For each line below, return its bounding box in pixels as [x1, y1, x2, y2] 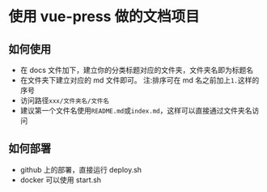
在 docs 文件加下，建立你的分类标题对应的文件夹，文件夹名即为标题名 [19, 66, 254, 75]
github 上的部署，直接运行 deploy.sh [19, 164, 142, 174]
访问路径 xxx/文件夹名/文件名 [19, 96, 109, 105]
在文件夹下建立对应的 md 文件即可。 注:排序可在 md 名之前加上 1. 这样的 [19, 75, 260, 85]
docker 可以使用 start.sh [19, 175, 102, 185]
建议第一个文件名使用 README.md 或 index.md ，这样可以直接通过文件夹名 [19, 106, 252, 115]
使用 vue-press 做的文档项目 [8, 7, 200, 26]
